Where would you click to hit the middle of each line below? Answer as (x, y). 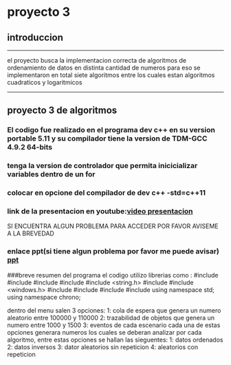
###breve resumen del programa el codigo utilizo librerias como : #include (113, 275)
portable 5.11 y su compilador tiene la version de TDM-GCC (107, 138)
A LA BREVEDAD (31, 233)
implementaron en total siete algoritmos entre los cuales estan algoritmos (111, 75)
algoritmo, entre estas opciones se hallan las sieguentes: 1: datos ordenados (115, 340)
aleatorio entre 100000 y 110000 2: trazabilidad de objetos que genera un (111, 317)
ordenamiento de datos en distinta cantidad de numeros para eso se (104, 67)
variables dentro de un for (51, 174)
